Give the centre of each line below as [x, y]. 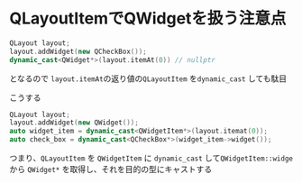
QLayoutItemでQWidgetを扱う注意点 [148, 18]
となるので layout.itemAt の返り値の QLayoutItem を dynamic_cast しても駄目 [148, 78]
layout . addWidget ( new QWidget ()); [74, 123]
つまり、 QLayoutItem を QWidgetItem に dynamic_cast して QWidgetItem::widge [151, 158]
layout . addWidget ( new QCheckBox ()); [78, 51]
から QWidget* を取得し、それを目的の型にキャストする [111, 169]
